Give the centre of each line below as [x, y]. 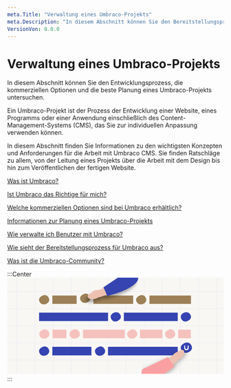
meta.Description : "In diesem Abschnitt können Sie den [89, 22]
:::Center [20, 274]
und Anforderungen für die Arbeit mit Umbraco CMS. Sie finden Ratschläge [114, 153]
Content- [173, 118]
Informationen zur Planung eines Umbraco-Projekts [80, 221]
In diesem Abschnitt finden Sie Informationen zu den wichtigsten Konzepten [115, 146]
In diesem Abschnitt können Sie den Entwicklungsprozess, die [95, 83]
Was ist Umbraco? [33, 181]
